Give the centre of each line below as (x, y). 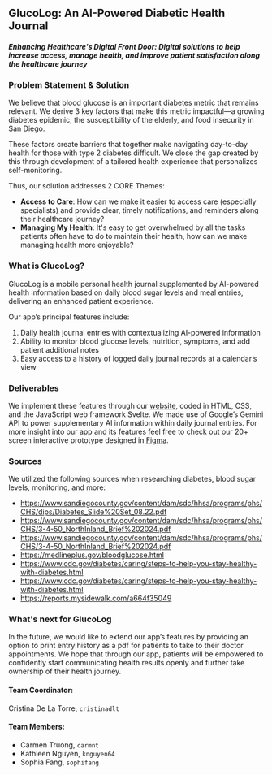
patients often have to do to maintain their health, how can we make (134, 236)
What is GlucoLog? (47, 266)
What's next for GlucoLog (60, 619)
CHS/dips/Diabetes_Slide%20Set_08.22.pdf (93, 512)
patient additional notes (60, 349)
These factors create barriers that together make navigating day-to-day (128, 145)
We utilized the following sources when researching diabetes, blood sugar (132, 479)
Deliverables (34, 387)
